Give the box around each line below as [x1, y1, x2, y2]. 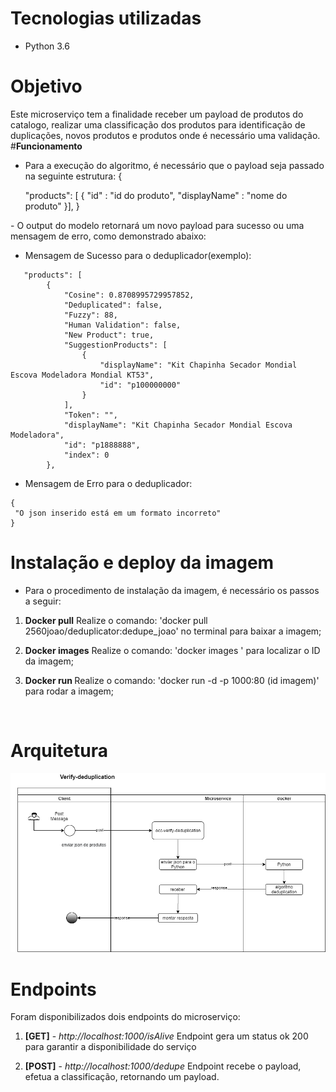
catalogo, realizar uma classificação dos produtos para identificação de [10, 118, 306, 131]
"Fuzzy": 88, [63, 310, 118, 320]
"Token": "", [63, 410, 118, 420]
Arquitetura [10, 740, 108, 762]
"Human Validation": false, [63, 320, 182, 330]
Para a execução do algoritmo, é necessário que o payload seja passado [24, 159, 325, 171]
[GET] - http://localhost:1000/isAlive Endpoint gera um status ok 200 [24, 1030, 309, 1042]
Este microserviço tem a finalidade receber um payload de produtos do [10, 108, 304, 120]
